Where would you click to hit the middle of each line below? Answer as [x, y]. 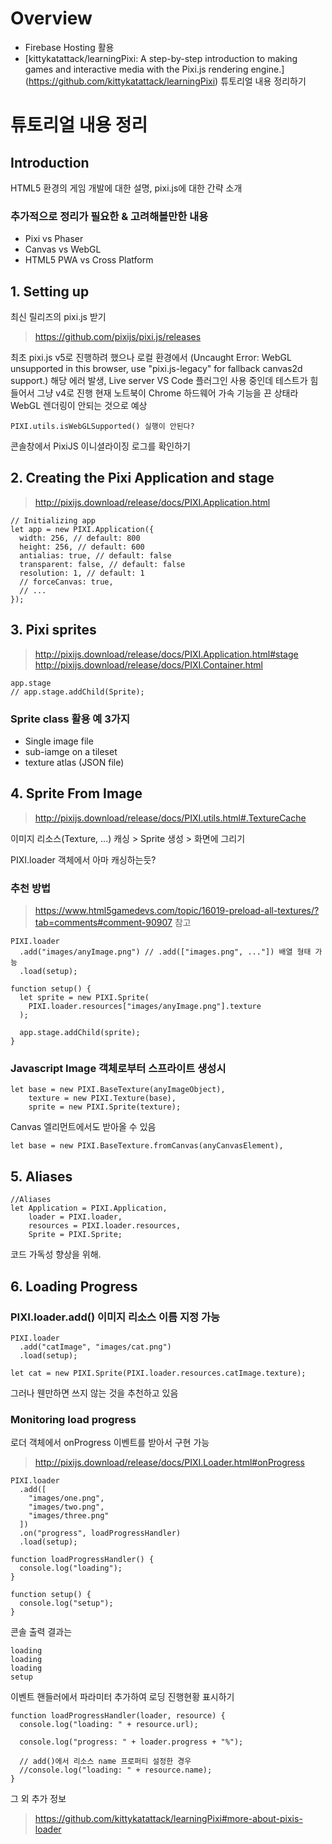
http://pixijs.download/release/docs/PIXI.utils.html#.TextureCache [170, 818]
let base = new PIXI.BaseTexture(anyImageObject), [118, 1090]
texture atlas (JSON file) [74, 762]
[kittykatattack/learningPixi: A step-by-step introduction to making [161, 58]
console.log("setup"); [66, 1603]
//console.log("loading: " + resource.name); [116, 1770]
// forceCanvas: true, [66, 582]
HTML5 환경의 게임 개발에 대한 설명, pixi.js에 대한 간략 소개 [126, 188]
